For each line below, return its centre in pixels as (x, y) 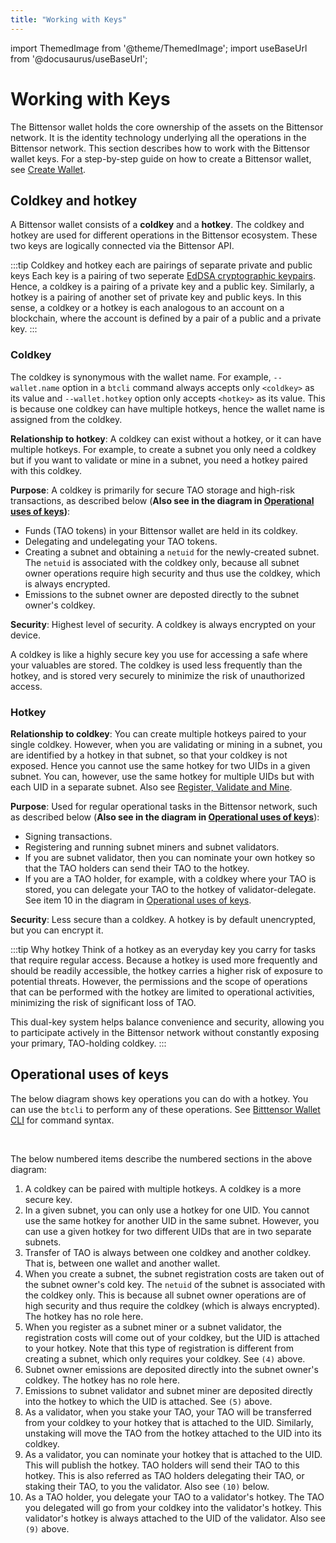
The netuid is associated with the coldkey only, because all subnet (162, 562)
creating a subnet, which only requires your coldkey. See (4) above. (165, 1358)
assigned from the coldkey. (66, 419)
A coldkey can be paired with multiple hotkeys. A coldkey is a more (163, 1188)
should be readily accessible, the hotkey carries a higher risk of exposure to (166, 970)
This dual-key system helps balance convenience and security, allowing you (167, 1022)
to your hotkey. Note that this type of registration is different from (159, 1348)
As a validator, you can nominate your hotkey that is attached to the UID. (173, 1454)
